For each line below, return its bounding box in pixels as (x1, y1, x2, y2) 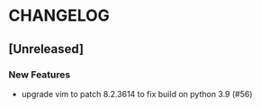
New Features (8, 68, 71, 81)
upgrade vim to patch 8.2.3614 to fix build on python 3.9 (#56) (21, 88, 253, 99)
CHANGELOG (8, 5, 110, 26)
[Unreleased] (8, 41, 85, 57)
